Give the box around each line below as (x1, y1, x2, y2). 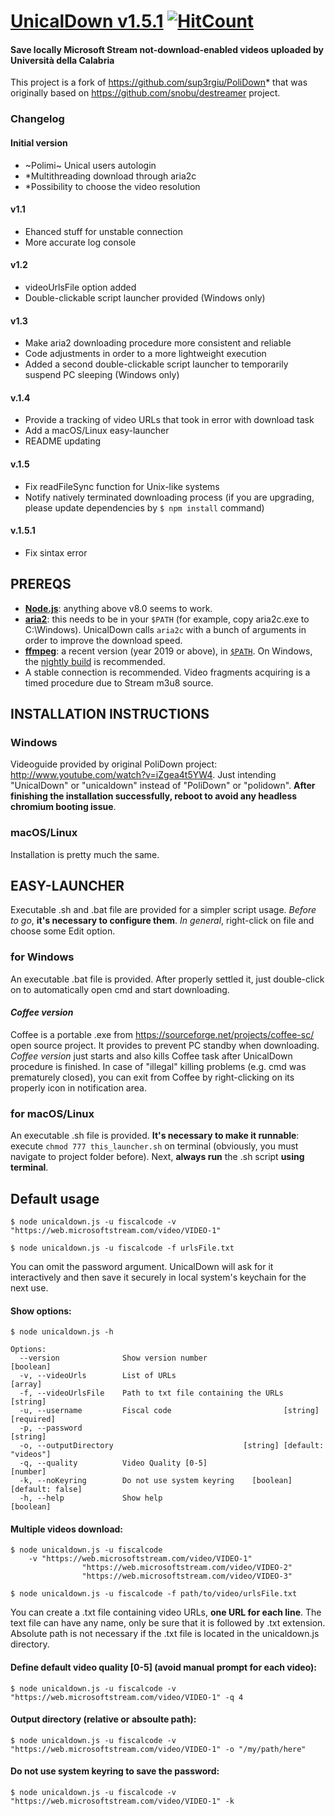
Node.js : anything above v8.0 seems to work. (24, 602, 213, 614)
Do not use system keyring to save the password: (10, 1765, 220, 1777)
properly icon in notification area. (10, 1081, 147, 1094)
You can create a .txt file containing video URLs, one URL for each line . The (10, 1606, 322, 1619)
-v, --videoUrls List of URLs (19, 1371, 177, 1381)
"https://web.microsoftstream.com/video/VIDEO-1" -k (10, 1796, 235, 1806)
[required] (10, 1415, 56, 1425)
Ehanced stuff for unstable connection (24, 225, 183, 237)
